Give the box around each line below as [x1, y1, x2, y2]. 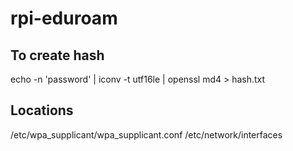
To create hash [10, 47, 105, 64]
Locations [10, 102, 74, 119]
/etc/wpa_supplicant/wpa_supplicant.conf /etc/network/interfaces [10, 128, 283, 141]
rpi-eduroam [10, 7, 118, 30]
